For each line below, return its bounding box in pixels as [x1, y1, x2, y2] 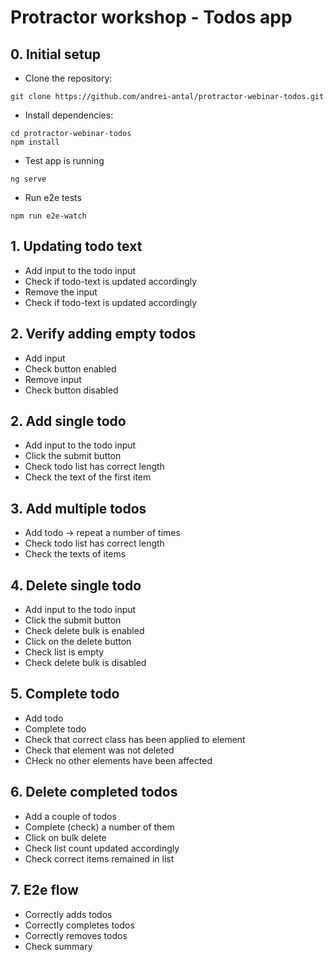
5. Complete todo [10, 686, 120, 703]
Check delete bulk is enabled [24, 625, 145, 637]
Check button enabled [24, 362, 117, 375]
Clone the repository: [24, 72, 113, 84]
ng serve [10, 174, 47, 184]
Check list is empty [24, 646, 105, 658]
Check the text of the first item [24, 471, 152, 483]
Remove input [24, 373, 82, 385]
